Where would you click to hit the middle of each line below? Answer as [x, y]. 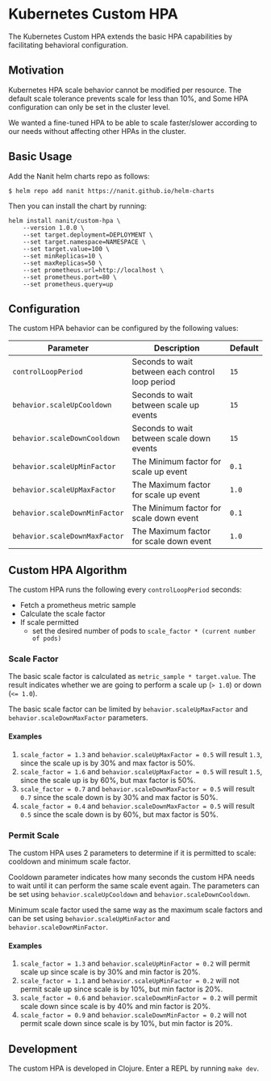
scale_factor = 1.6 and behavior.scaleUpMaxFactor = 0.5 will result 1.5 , [141, 771]
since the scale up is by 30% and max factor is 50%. [108, 763]
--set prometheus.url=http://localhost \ [93, 270]
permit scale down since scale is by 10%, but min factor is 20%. [126, 1024]
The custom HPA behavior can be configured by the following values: [123, 329]
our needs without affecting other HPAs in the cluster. [98, 131]
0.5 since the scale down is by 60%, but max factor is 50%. [119, 814]
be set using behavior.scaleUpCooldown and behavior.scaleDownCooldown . [129, 894]
